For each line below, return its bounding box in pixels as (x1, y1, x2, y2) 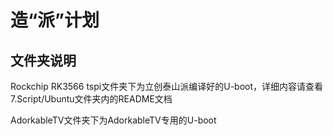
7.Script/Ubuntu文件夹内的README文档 (10, 93, 173, 105)
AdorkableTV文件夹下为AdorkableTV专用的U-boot (10, 114, 217, 126)
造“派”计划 (10, 9, 100, 32)
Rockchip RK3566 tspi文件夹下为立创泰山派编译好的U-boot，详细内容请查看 (10, 81, 324, 92)
